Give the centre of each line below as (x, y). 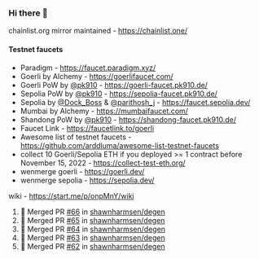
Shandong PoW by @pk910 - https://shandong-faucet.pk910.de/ (128, 119)
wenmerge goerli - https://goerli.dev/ (82, 171)
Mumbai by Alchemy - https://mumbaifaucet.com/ (104, 111)
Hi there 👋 (29, 13)
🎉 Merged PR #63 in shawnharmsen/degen (92, 237)
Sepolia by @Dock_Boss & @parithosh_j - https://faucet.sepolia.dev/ (135, 102)
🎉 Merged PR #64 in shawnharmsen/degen (92, 229)
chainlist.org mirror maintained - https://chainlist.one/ (98, 31)
